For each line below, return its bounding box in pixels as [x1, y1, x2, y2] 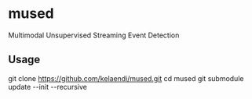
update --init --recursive [8, 82, 88, 91]
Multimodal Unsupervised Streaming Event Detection [8, 30, 180, 40]
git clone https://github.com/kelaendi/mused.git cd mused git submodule [8, 73, 244, 83]
